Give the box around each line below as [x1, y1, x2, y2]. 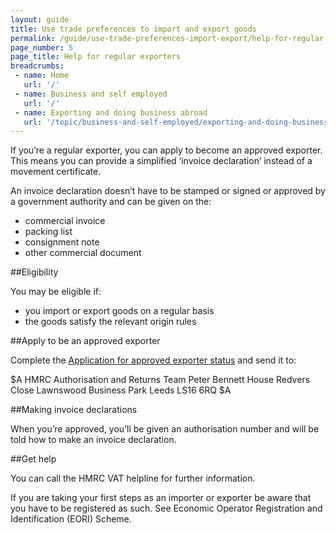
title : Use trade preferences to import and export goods [10, 24, 257, 34]
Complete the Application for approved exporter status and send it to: [10, 354, 297, 366]
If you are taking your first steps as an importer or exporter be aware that [10, 492, 312, 504]
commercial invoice [24, 215, 106, 227]
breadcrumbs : [10, 61, 65, 71]
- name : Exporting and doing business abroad [14, 107, 208, 118]
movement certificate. [10, 166, 102, 178]
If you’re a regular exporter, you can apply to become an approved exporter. [10, 144, 323, 156]
